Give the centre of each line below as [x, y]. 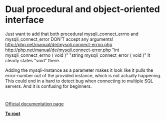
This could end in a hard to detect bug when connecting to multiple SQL [79, 81]
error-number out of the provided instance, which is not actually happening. [83, 75]
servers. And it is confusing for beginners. [48, 86]
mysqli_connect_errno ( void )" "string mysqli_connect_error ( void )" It [78, 55]
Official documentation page [34, 104]
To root [13, 113]
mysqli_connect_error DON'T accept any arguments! [59, 39]
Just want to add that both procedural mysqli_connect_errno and [72, 34]
